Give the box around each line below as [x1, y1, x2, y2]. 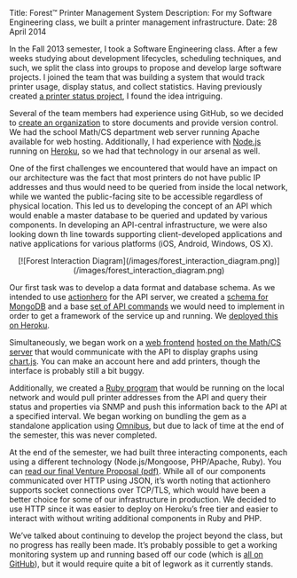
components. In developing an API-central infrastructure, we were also [9, 219, 268, 230]
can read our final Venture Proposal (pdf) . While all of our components [9, 466, 266, 476]
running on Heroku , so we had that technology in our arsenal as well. [9, 146, 261, 156]
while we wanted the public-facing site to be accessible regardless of [9, 191, 263, 202]
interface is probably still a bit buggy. [9, 366, 145, 376]
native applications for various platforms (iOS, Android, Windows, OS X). [9, 239, 274, 249]
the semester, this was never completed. [9, 430, 158, 440]
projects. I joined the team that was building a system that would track [9, 72, 265, 83]
